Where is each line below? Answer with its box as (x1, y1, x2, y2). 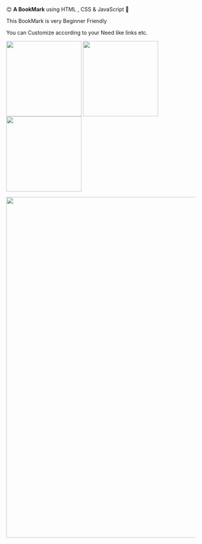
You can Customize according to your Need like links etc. (6, 29, 148, 36)
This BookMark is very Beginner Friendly (6, 17, 107, 24)
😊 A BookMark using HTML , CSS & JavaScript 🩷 (6, 6, 129, 13)
